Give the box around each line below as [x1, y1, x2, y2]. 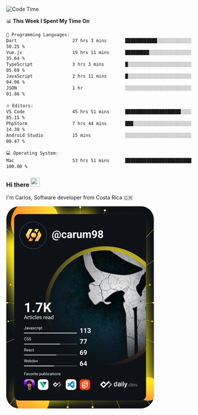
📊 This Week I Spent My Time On [6, 18, 90, 24]
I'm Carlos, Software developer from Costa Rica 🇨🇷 [6, 194, 133, 201]
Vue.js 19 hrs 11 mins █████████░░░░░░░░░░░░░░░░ [6, 50, 192, 56]
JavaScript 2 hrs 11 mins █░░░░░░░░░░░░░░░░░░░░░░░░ [6, 73, 192, 79]
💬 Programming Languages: [6, 32, 70, 38]
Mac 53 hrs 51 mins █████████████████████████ [6, 157, 192, 163]
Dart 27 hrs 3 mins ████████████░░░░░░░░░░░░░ [6, 38, 192, 44]
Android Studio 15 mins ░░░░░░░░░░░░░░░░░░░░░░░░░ [6, 133, 192, 139]
